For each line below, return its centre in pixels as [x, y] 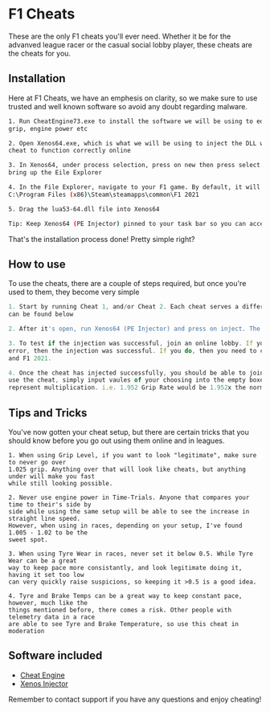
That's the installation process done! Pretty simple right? [102, 239]
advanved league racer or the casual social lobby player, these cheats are [131, 44]
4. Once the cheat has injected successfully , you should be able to [127, 373]
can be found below [41, 314]
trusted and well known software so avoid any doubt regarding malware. [128, 106]
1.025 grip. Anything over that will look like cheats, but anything [127, 469]
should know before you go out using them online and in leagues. [117, 440]
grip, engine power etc [48, 129]
